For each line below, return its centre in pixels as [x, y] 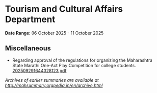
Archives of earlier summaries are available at [52, 80]
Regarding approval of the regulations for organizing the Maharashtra [82, 60]
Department [30, 19]
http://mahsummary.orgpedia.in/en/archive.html [54, 85]
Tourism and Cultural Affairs [64, 9]
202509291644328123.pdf [39, 70]
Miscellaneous [28, 48]
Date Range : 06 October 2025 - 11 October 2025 [54, 33]
